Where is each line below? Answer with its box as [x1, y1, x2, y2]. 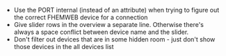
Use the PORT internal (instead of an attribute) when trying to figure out [13, 6, 220, 14]
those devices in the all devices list [13, 43, 114, 50]
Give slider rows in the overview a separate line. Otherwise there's [13, 21, 204, 28]
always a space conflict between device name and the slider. [13, 28, 189, 36]
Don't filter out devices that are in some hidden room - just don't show [13, 35, 216, 44]
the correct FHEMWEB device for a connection [13, 13, 148, 21]
